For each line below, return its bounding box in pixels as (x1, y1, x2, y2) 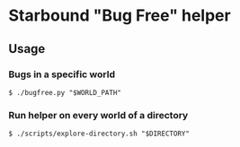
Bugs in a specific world (8, 68, 116, 81)
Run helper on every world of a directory (8, 108, 189, 121)
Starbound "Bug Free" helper (8, 5, 231, 26)
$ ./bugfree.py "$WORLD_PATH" (8, 88, 122, 97)
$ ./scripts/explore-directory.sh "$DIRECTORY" (8, 129, 191, 139)
